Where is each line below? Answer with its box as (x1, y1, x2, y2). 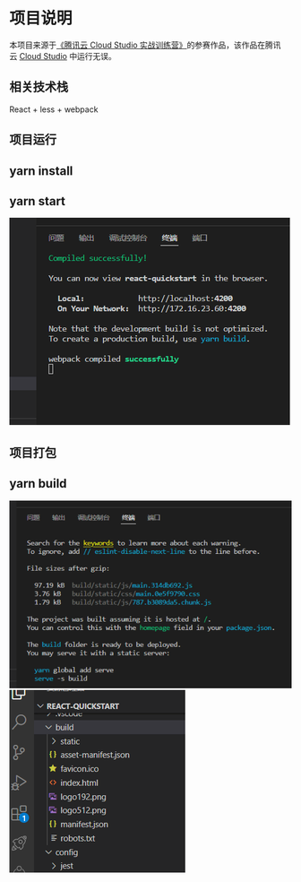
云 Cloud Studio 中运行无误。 (9, 50, 116, 61)
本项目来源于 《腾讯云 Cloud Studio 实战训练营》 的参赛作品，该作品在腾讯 (9, 39, 281, 50)
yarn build (9, 476, 67, 491)
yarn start (9, 194, 65, 209)
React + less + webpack (9, 104, 99, 115)
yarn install (9, 163, 73, 178)
